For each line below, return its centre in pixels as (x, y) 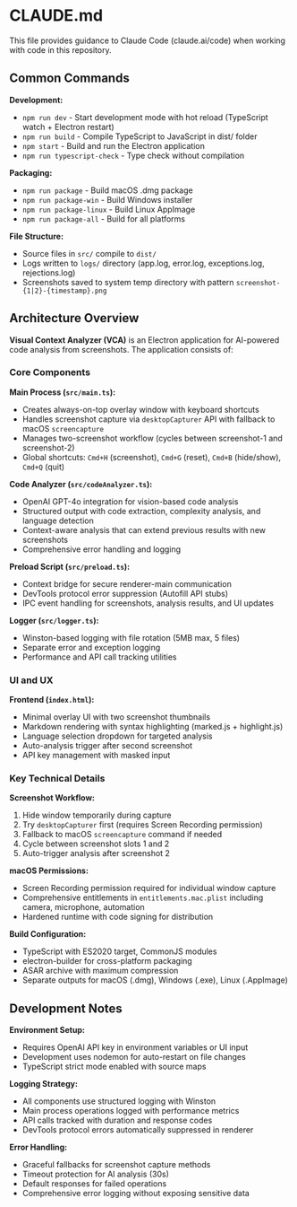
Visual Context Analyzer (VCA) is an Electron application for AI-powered (144, 340)
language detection (58, 520)
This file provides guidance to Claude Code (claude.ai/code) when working (148, 40)
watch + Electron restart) (68, 127)
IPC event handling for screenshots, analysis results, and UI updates (148, 603)
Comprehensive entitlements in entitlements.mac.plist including (143, 897)
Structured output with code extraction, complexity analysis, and (141, 511)
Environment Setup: (47, 1030)
